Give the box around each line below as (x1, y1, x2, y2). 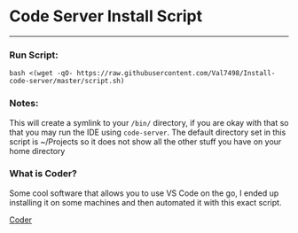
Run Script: (9, 49, 59, 61)
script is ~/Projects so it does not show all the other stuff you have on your (9, 136, 282, 147)
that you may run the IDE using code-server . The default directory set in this (9, 127, 286, 137)
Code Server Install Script (9, 6, 202, 27)
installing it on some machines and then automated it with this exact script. (9, 197, 282, 207)
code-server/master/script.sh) (9, 77, 125, 86)
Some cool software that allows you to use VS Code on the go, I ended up (9, 188, 279, 198)
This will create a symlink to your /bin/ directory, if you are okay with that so (9, 117, 289, 128)
